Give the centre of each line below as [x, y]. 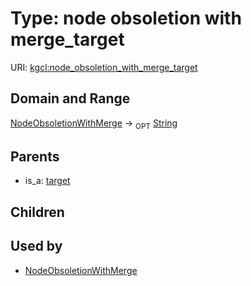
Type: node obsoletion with [126, 18]
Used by [36, 246]
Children [37, 212]
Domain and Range [70, 98]
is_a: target [47, 181]
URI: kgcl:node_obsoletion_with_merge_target [104, 67]
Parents [35, 156]
